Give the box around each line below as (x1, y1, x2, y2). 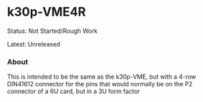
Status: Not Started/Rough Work (7, 27, 98, 35)
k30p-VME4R (7, 4, 87, 20)
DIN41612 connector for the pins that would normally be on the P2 (7, 80, 193, 88)
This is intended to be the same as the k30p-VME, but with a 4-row (7, 73, 196, 81)
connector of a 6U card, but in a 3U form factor (7, 87, 140, 96)
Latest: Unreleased (7, 40, 60, 48)
